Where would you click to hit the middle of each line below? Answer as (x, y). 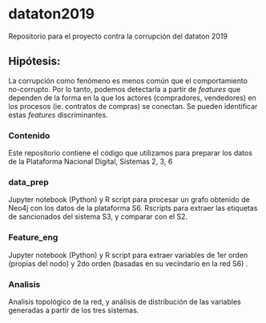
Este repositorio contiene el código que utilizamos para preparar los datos (130, 153)
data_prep (29, 182)
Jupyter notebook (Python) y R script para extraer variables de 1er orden (128, 255)
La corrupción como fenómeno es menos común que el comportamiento (128, 80)
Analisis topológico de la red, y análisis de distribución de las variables (125, 301)
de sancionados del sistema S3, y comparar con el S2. (98, 216)
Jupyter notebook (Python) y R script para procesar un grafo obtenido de (129, 200)
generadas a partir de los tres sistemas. (74, 310)
